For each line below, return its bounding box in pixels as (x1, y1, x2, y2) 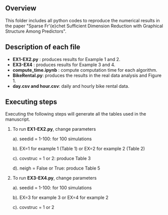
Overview (5, 4, 37, 13)
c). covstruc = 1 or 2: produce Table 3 (12, 155, 91, 162)
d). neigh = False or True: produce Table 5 (12, 165, 100, 171)
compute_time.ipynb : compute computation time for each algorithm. (12, 67, 157, 73)
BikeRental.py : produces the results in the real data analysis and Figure (12, 72, 162, 78)
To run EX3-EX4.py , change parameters (12, 175, 97, 181)
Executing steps (5, 98, 57, 106)
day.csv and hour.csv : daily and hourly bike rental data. (12, 83, 130, 89)
